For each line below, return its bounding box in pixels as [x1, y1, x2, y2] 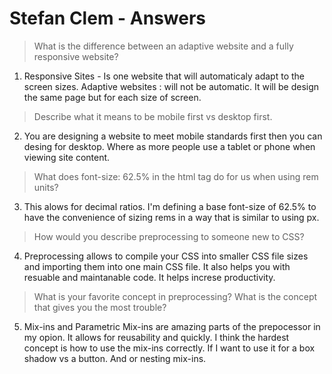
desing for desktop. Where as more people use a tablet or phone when [23, 140, 316, 152]
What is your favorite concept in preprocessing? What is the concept [33, 290, 318, 302]
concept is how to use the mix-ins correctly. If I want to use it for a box [23, 342, 316, 354]
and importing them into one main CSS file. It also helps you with [23, 260, 291, 272]
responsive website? [33, 50, 119, 62]
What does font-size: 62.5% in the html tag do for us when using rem [33, 170, 319, 182]
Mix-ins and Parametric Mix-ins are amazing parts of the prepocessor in [23, 320, 321, 332]
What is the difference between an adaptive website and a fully [33, 40, 294, 52]
